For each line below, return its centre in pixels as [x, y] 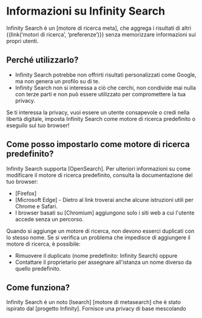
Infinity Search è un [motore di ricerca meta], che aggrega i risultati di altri [99, 28]
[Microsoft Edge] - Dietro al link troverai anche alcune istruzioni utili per [104, 199]
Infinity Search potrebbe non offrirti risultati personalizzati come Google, [106, 75]
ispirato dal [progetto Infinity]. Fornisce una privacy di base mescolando [96, 309]
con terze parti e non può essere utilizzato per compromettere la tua [100, 94]
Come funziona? [38, 287]
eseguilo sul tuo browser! [38, 125]
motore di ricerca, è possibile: [43, 244]
